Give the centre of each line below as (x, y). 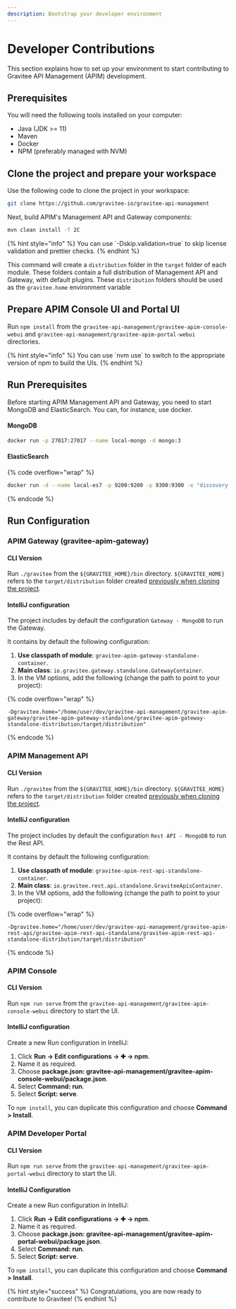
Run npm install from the (45, 327)
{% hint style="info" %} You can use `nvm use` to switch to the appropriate (116, 355)
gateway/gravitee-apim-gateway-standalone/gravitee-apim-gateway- (107, 718)
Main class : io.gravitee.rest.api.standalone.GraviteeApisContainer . (120, 885)
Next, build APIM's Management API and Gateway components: (100, 217)
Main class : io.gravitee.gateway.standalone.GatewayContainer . (111, 670)
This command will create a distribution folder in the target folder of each (117, 264)
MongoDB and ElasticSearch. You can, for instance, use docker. (100, 409)
